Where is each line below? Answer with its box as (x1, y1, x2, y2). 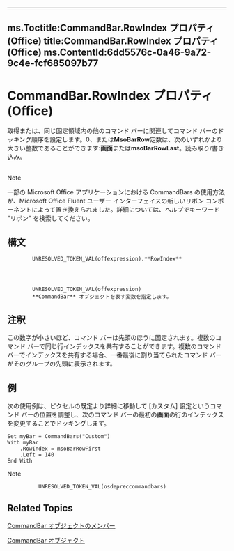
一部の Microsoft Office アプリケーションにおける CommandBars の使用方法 (7, 187, 225, 196)
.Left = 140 (19, 451, 54, 458)
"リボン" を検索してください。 (7, 214, 94, 222)
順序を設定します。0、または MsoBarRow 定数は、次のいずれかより (31, 135, 223, 143)
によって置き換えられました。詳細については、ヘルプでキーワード (31, 205, 221, 213)
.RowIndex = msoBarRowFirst (19, 445, 101, 453)
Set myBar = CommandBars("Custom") (7, 433, 111, 440)
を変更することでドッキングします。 (7, 419, 110, 428)
